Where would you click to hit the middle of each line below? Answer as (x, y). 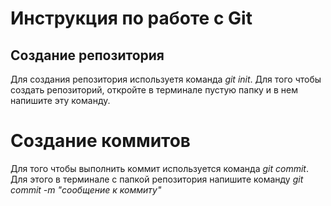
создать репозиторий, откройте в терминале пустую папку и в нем (154, 90)
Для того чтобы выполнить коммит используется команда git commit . (159, 168)
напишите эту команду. (60, 100)
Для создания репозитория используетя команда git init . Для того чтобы (166, 79)
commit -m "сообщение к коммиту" (86, 189)
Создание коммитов (100, 141)
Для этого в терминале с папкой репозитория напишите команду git (157, 179)
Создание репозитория (87, 55)
